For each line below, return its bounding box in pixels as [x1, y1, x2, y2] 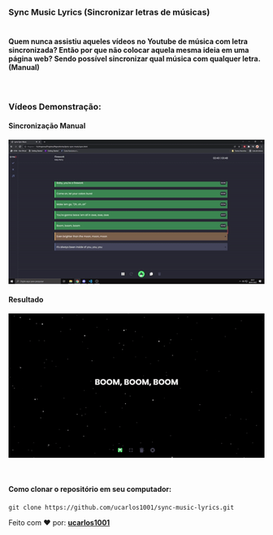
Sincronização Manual [8, 121, 86, 131]
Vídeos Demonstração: [8, 101, 102, 112]
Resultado [8, 295, 44, 305]
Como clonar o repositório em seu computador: [8, 485, 172, 494]
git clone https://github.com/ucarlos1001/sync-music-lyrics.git [8, 503, 234, 512]
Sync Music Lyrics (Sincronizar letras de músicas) [8, 7, 210, 18]
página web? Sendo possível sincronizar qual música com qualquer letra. [8, 54, 261, 63]
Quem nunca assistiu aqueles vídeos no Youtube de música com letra [8, 37, 248, 46]
